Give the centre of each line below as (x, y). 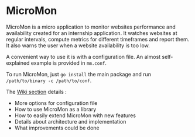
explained (18, 63)
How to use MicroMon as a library (55, 109)
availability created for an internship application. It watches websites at (92, 33)
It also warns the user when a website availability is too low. (78, 45)
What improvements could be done (57, 128)
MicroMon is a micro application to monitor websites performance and (91, 27)
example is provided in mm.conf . (69, 63)
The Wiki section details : (37, 92)
